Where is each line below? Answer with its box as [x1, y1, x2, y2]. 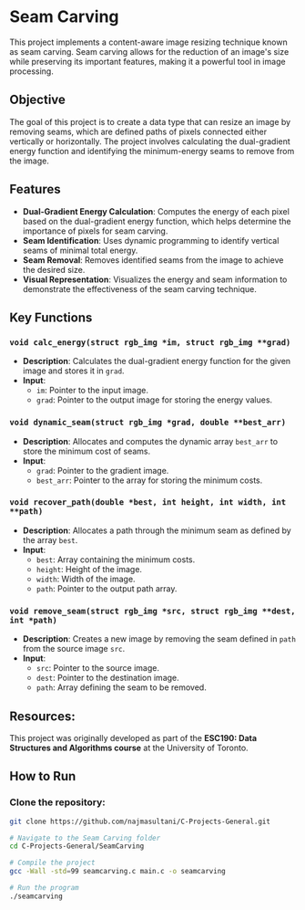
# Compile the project [9, 858, 96, 868]
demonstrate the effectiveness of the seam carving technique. [22, 283, 258, 294]
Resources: [9, 708, 76, 724]
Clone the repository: [9, 796, 107, 809]
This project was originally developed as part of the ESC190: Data [9, 732, 258, 743]
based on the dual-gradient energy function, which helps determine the [22, 215, 291, 226]
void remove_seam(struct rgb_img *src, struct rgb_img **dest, [9, 605, 296, 616]
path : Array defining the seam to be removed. [36, 682, 207, 693]
